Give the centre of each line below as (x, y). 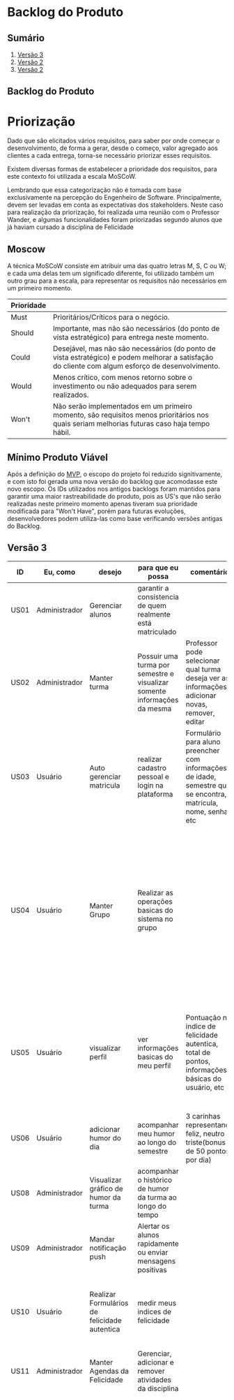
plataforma (155, 794)
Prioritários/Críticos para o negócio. (111, 317)
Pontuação (203, 1017)
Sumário (26, 38)
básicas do (203, 1078)
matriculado (157, 631)
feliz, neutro (205, 1133)
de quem (152, 605)
